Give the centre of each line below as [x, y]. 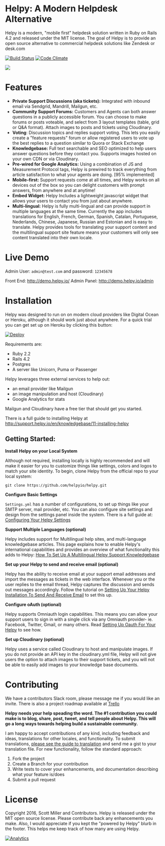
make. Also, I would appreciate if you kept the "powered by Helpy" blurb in [81, 824]
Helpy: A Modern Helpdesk [62, 9]
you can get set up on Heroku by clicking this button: [59, 325]
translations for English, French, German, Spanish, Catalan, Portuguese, [85, 216]
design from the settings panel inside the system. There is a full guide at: [79, 514]
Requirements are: [24, 344]
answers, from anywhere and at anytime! [54, 190]
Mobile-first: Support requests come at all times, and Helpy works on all [86, 180]
